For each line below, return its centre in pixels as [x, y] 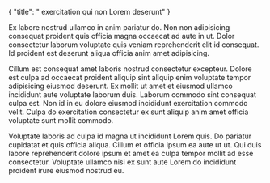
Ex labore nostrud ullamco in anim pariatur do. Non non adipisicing [119, 27]
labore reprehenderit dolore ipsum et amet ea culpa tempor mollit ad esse [131, 153]
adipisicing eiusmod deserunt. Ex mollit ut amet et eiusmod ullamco [120, 86]
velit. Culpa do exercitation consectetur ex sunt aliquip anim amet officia [129, 112]
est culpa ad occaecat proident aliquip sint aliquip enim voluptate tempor [130, 77]
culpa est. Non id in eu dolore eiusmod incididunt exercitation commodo [128, 103]
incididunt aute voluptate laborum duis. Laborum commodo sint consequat [132, 95]
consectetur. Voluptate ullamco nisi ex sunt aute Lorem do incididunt [122, 162]
